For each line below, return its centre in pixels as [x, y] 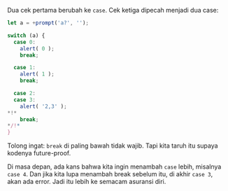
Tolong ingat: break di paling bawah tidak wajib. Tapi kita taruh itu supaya [113, 146]
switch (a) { [26, 35]
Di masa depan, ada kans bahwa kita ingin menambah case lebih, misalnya [114, 167]
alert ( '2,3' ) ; [44, 106]
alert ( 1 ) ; [37, 74]
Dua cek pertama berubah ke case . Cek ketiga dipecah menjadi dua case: [113, 10]
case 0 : [25, 42]
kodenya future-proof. [39, 153]
